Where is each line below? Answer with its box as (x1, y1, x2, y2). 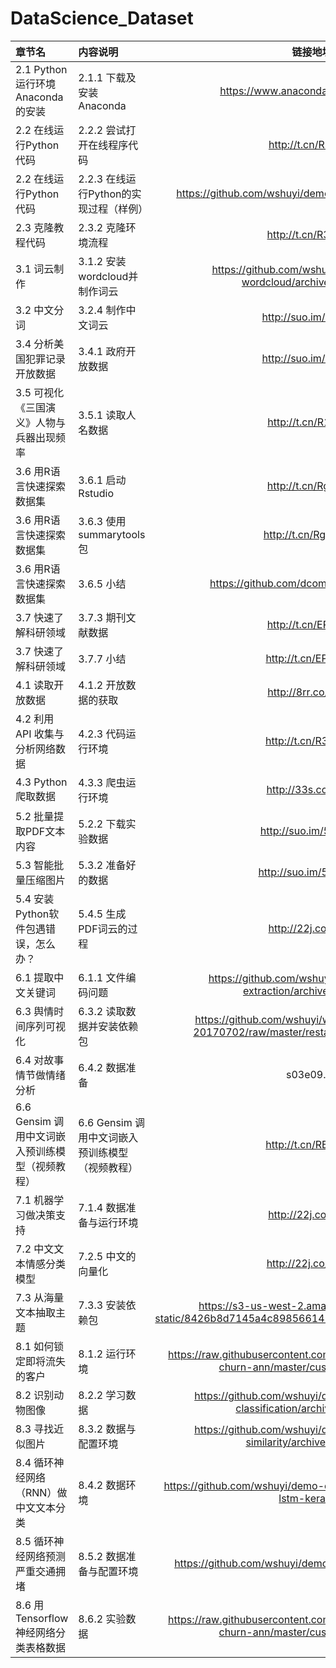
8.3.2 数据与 (78, 1422, 137, 1436)
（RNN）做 (15, 1485, 68, 1499)
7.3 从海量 (15, 1290, 65, 1304)
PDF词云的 (78, 922, 128, 936)
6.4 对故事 (15, 1053, 65, 1067)
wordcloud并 (78, 269, 139, 283)
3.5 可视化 (15, 385, 65, 399)
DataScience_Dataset (10, 7, 194, 30)
